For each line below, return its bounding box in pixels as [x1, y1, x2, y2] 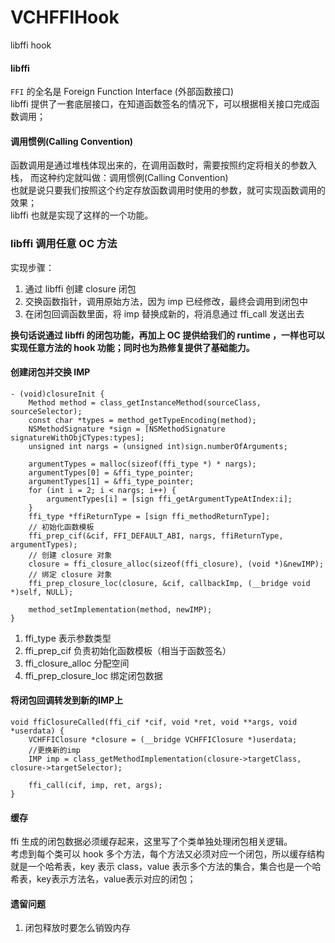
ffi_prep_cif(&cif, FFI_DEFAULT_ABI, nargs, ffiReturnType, [28, 531, 284, 541]
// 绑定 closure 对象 [28, 569, 113, 580]
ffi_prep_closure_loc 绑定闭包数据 [24, 669, 163, 681]
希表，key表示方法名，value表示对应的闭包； [10, 873, 197, 885]
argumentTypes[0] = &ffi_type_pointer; [28, 467, 195, 478]
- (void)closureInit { [10, 389, 105, 399]
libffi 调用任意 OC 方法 [10, 237, 118, 251]
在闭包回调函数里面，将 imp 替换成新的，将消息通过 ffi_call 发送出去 [24, 307, 305, 320]
